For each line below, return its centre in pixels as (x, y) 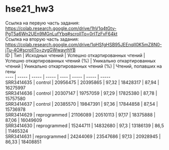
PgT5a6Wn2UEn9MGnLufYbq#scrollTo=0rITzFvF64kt (61, 34)
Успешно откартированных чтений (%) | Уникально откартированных (80, 61)
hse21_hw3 (30, 9)
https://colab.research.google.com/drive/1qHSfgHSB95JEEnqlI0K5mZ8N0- (83, 44)
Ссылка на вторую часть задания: (42, 39)
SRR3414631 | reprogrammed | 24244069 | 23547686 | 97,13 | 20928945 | (83, 136)
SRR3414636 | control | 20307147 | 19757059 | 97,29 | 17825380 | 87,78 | (81, 93)
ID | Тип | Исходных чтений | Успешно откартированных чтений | (75, 55)
